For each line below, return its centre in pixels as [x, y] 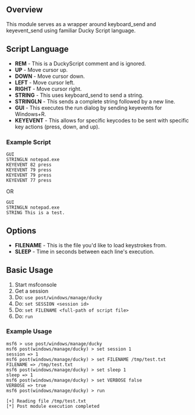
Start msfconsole [36, 284]
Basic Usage [30, 270]
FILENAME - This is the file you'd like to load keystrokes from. [91, 245]
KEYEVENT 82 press [29, 165]
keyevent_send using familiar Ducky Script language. [71, 30]
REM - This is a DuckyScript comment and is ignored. [80, 63]
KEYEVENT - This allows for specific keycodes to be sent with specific [102, 120]
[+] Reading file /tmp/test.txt [46, 401]
